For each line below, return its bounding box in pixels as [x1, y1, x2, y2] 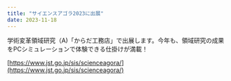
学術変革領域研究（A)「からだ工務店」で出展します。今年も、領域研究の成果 [7, 36, 224, 45]
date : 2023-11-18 [7, 16, 57, 23]
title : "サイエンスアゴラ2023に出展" [7, 10, 104, 17]
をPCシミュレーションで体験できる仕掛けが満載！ [7, 45, 148, 53]
